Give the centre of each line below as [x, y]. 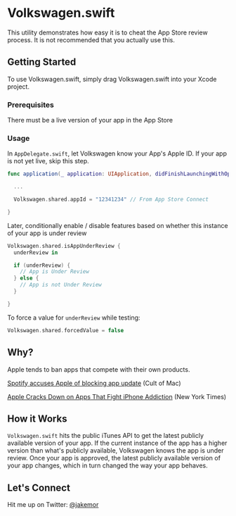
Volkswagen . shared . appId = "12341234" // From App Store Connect [111, 200]
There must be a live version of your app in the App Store [90, 120]
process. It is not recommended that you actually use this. [91, 39]
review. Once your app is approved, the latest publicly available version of [114, 458]
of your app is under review [47, 233]
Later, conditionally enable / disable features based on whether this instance [118, 225]
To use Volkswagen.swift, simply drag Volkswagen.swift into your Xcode [112, 79]
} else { [26, 278]
